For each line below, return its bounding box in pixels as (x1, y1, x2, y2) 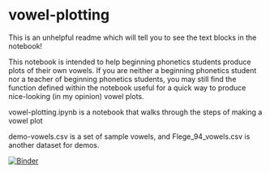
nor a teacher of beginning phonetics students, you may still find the (8, 74, 237, 84)
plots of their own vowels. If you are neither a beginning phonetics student (8, 65, 257, 75)
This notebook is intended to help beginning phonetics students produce (8, 57, 251, 67)
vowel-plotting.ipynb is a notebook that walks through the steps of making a (8, 107, 263, 117)
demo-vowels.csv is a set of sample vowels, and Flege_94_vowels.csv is (8, 132, 251, 141)
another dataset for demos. (8, 140, 100, 149)
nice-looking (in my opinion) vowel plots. (8, 91, 144, 101)
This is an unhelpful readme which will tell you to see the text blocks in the (8, 32, 257, 42)
